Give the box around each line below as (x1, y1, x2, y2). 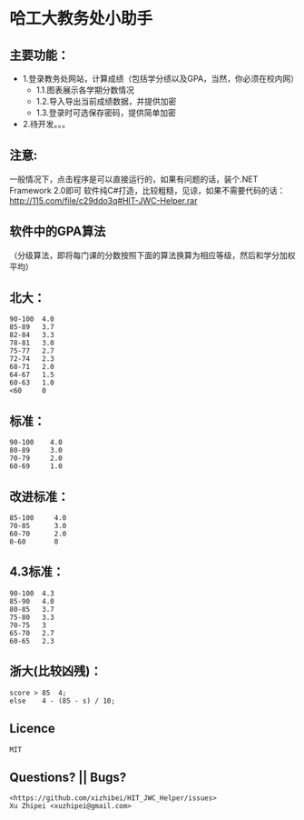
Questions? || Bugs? (9, 769, 127, 785)
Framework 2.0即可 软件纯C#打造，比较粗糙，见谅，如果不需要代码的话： (9, 185, 286, 195)
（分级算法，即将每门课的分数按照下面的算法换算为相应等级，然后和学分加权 (9, 249, 296, 260)
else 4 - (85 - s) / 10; (9, 696, 116, 705)
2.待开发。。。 (22, 119, 71, 129)
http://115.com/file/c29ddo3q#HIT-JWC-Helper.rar (9, 195, 198, 205)
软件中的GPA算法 (9, 224, 106, 239)
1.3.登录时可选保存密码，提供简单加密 (35, 107, 177, 118)
